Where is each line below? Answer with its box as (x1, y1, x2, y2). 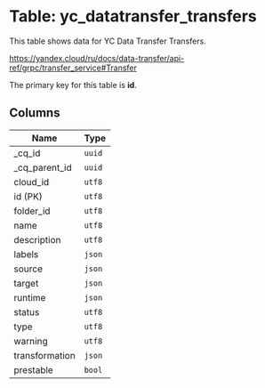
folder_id (13, 205, 51, 217)
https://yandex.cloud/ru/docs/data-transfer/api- (9, 53, 185, 63)
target (13, 277, 39, 289)
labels (13, 247, 39, 260)
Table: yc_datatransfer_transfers (9, 6, 258, 27)
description (13, 233, 61, 246)
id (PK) (13, 190, 43, 202)
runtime (13, 291, 46, 303)
